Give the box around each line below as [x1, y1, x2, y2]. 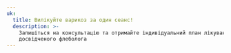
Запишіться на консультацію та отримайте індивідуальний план [19, 29, 201, 36]
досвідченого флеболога [19, 36, 88, 43]
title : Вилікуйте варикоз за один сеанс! [12, 17, 134, 23]
